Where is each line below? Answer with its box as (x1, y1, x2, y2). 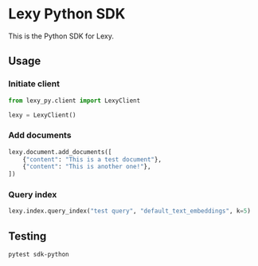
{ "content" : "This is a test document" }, (22, 155, 162, 164)
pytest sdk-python (8, 251, 69, 259)
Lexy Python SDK (8, 5, 126, 23)
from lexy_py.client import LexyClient (8, 97, 141, 105)
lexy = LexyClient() (8, 111, 77, 119)
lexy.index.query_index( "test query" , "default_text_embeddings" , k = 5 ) (8, 207, 251, 216)
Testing (8, 229, 47, 243)
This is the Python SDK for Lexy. (8, 31, 114, 41)
